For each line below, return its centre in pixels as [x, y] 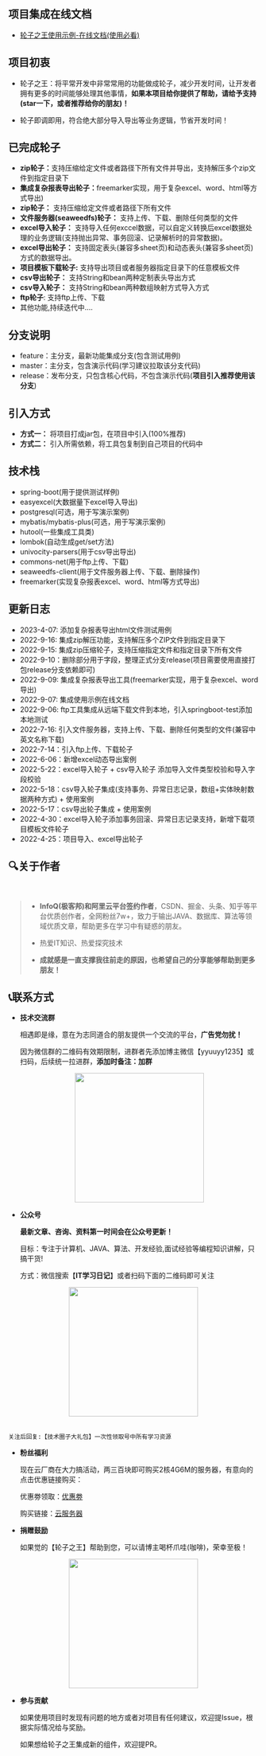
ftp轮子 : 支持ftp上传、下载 [62, 298]
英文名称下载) [42, 739]
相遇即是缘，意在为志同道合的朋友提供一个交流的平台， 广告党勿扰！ [131, 1034]
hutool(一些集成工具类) [57, 531]
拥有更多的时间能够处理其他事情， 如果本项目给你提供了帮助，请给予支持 [138, 93]
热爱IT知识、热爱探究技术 [81, 943]
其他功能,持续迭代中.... [56, 307]
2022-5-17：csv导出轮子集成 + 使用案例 [85, 809]
